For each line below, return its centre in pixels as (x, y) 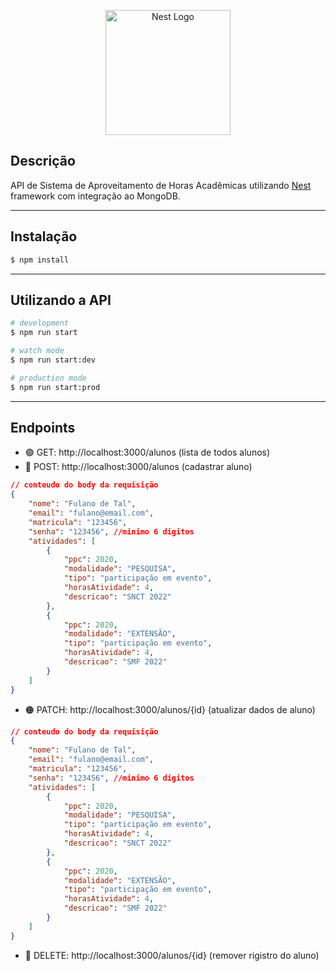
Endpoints (43, 427)
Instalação (44, 236)
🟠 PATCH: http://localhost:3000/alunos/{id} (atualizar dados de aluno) (170, 709)
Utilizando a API (61, 300)
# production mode (48, 378)
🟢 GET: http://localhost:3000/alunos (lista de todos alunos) (147, 452)
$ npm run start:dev (53, 360)
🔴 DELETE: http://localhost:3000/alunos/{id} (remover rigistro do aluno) (172, 955)
